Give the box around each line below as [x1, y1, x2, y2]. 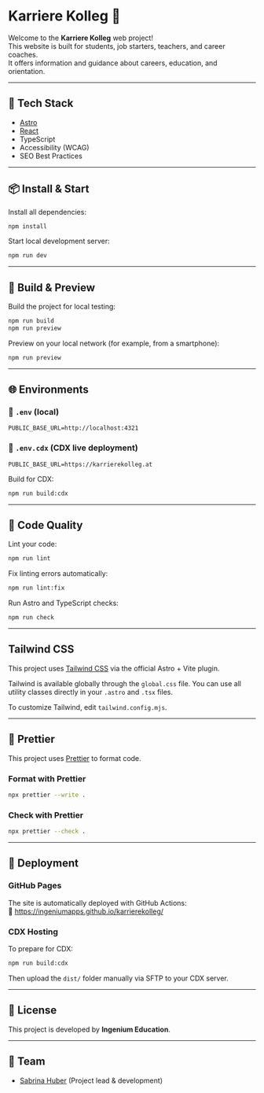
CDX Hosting [8, 926, 59, 937]
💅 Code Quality [8, 519, 83, 532]
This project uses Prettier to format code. [8, 753, 141, 763]
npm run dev [8, 252, 47, 260]
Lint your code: [8, 539, 57, 549]
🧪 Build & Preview [8, 281, 96, 294]
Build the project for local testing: [8, 302, 116, 312]
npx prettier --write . [8, 791, 86, 799]
